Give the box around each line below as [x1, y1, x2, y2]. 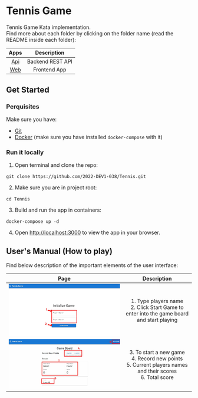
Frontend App [33, 66, 67, 73]
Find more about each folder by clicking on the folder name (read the [6, 29, 174, 37]
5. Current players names [126, 361, 188, 368]
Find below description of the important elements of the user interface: [6, 262, 179, 269]
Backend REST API [27, 58, 72, 65]
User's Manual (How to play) [6, 246, 113, 256]
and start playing [136, 317, 178, 324]
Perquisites [6, 102, 39, 110]
